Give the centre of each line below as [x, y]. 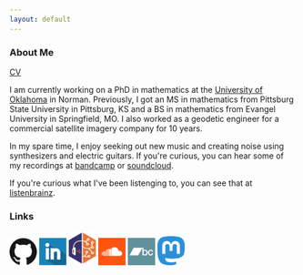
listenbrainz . [33, 192]
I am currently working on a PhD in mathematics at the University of [136, 89]
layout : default [40, 19]
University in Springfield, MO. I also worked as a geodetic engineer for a [144, 118]
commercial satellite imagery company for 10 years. [106, 128]
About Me [32, 52]
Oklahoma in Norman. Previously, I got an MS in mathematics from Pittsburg [151, 99]
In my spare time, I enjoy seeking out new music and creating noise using [147, 146]
